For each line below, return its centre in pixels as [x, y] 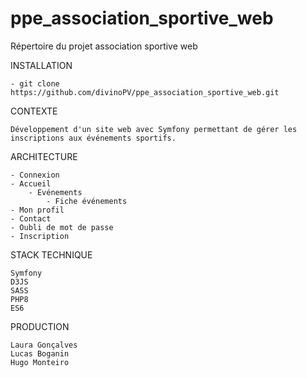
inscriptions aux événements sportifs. [93, 138]
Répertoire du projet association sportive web [104, 46]
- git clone [35, 83]
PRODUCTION [40, 326]
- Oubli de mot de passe [62, 227]
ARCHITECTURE [44, 156]
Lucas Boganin [40, 353]
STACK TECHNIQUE [51, 254]
